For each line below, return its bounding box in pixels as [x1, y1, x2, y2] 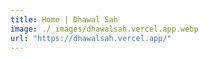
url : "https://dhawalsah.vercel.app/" [10, 33, 172, 43]
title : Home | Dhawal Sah [10, 14, 118, 25]
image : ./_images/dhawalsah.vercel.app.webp [10, 24, 199, 34]
